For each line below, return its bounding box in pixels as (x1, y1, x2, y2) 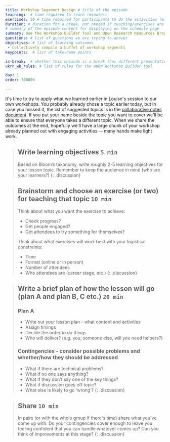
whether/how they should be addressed (17, 354, 118, 361)
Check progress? (25, 218, 61, 224)
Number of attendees (25, 264, 70, 271)
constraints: (17, 244, 43, 250)
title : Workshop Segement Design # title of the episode (5, 7, 128, 13)
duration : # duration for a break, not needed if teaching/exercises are (5, 21, 164, 27)
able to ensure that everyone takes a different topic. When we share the (5, 117, 155, 123)
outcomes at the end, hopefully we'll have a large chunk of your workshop (5, 122, 160, 128)
